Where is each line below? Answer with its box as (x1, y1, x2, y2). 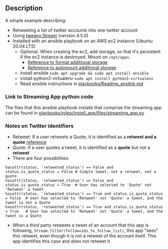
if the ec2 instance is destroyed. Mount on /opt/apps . (20, 54, 131, 60)
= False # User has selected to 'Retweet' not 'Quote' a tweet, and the (5, 196, 163, 201)
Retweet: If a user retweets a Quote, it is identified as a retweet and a (12, 134, 157, 140)
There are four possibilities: (12, 155, 69, 161)
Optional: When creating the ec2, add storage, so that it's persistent (20, 48, 161, 54)
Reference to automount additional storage (27, 64, 117, 70)
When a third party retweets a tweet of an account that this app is (12, 222, 149, 228)
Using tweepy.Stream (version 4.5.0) (12, 32, 89, 38)
